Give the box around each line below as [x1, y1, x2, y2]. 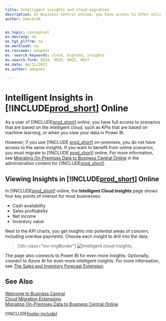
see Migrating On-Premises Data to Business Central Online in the [5, 155, 139, 161]
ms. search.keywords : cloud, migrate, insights [5, 53, 105, 57]
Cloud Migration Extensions [5, 296, 62, 302]
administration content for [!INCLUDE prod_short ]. [5, 160, 106, 166]
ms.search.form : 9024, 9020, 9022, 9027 [5, 57, 90, 62]
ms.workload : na [5, 44, 39, 49]
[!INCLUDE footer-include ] [5, 311, 58, 317]
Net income [12, 214, 36, 219]
